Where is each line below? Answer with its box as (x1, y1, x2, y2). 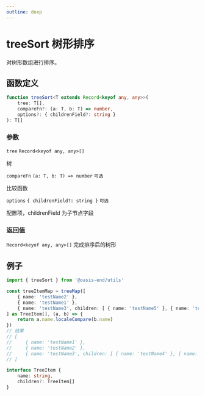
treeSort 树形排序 (6, 37, 95, 51)
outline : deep (6, 9, 43, 15)
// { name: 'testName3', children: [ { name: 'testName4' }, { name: (6, 350, 198, 357)
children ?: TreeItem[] (17, 379, 75, 385)
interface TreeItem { (6, 367, 62, 373)
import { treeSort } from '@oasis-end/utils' (6, 277, 124, 284)
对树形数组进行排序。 (6, 59, 60, 66)
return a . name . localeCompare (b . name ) (17, 317, 113, 323)
